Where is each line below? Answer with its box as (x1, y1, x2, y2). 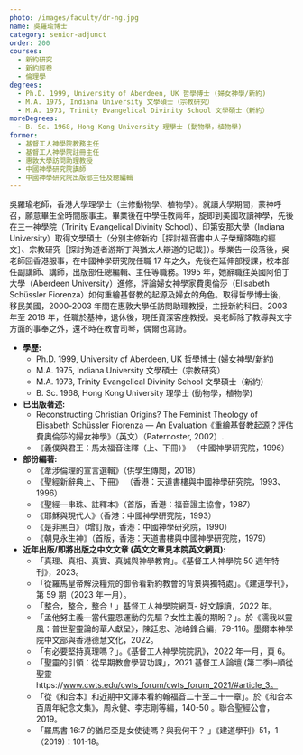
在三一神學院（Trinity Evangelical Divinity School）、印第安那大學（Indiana (9, 222, 286, 232)
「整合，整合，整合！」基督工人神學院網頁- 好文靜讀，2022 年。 (35, 600, 278, 611)
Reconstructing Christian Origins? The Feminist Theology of (35, 409, 259, 420)
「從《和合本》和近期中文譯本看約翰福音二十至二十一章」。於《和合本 (35, 691, 293, 702)
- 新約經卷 (17, 64, 53, 73)
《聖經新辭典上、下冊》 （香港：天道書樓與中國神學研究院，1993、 (35, 477, 286, 487)
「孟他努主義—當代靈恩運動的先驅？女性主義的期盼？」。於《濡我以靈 (35, 612, 293, 623)
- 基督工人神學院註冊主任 (17, 147, 100, 156)
